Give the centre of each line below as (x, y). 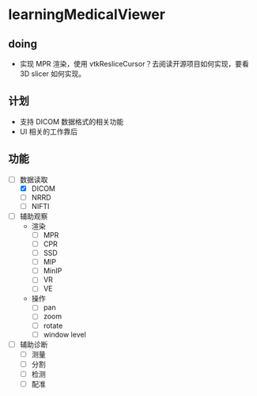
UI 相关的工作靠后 (48, 131)
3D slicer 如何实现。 (53, 74)
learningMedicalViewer (87, 15)
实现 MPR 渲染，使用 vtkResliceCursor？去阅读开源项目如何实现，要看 (134, 64)
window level (65, 334)
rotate (53, 326)
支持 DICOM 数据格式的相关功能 (72, 121)
